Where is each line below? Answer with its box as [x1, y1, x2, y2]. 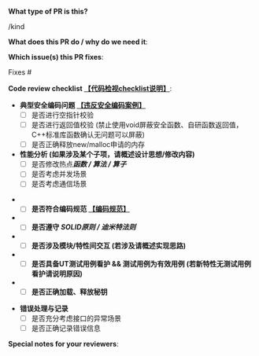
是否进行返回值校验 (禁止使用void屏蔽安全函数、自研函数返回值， [31, 120, 243, 130]
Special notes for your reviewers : [8, 339, 120, 348]
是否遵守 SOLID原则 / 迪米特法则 [31, 222, 136, 232]
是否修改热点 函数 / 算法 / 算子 [31, 160, 127, 169]
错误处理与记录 [19, 303, 68, 313]
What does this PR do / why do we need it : [8, 37, 148, 46]
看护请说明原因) [31, 269, 83, 278]
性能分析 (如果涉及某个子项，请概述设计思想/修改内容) [19, 149, 195, 160]
